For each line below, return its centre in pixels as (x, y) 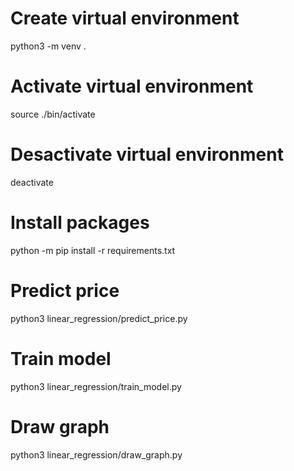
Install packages (80, 223)
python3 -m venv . (48, 46)
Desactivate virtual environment (147, 154)
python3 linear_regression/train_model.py (96, 386)
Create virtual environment (125, 18)
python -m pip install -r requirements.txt (93, 250)
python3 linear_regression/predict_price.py (99, 318)
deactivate (32, 182)
